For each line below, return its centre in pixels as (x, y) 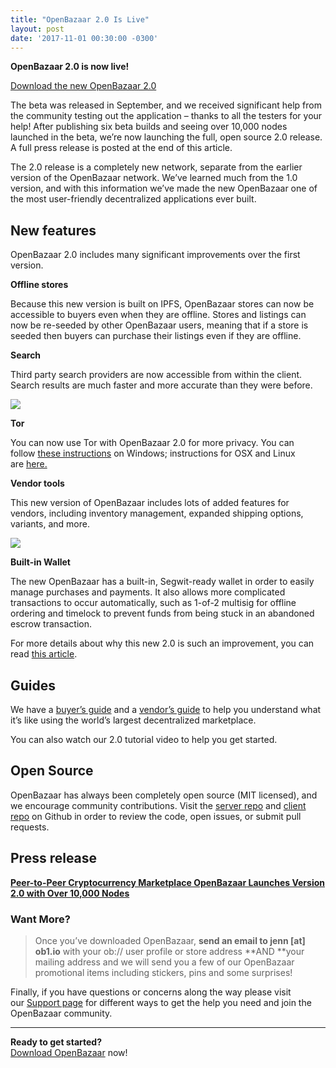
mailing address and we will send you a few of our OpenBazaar (164, 962)
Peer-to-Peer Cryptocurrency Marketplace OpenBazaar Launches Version (168, 882)
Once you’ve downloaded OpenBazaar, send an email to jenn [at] (170, 940)
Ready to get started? (56, 1042)
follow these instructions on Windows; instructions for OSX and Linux (153, 453)
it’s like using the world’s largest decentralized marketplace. (133, 720)
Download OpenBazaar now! (69, 1052)
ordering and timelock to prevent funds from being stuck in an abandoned (162, 613)
